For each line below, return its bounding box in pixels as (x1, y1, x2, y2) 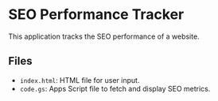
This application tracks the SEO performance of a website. (8, 32, 200, 41)
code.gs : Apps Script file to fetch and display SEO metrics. (19, 84, 211, 93)
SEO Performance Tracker (8, 6, 185, 24)
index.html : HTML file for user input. (19, 75, 140, 84)
